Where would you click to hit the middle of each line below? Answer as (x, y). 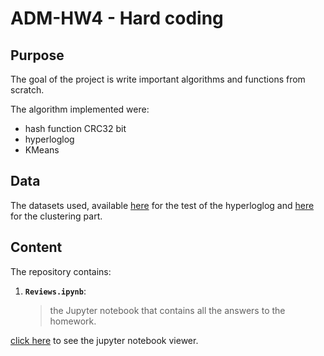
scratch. (27, 90)
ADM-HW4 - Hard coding (117, 18)
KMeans (42, 150)
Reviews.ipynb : (55, 291)
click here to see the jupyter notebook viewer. (104, 340)
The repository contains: (61, 271)
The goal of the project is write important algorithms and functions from (158, 79)
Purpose (37, 55)
